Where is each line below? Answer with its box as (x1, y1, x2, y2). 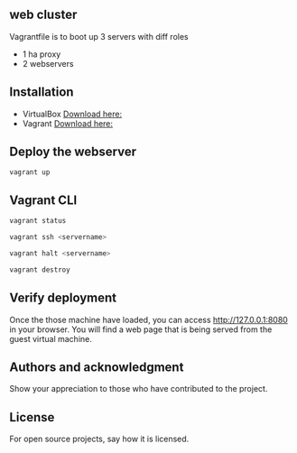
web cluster (9, 7, 78, 23)
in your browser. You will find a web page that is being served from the (9, 324, 273, 335)
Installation (9, 85, 74, 100)
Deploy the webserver (9, 144, 137, 160)
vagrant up (9, 168, 51, 177)
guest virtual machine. (9, 333, 92, 344)
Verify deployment (9, 291, 117, 306)
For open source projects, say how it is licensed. (9, 433, 190, 445)
